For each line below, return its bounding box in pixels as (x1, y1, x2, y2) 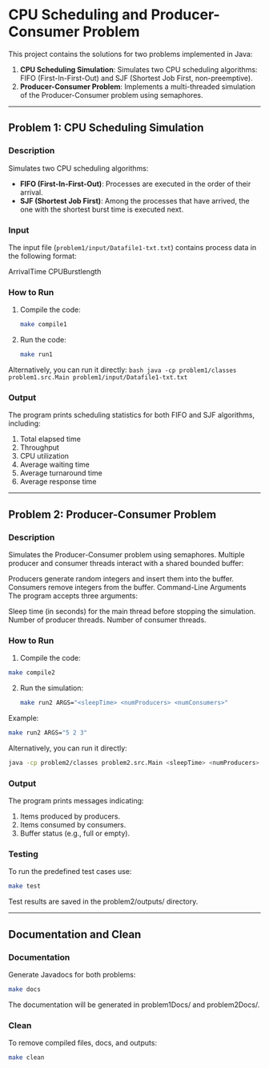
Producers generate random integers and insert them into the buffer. (8, 573, 235, 583)
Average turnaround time (19, 468, 102, 478)
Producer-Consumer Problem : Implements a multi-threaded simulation (19, 82, 256, 91)
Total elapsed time (19, 435, 82, 444)
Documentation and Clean (8, 928, 142, 941)
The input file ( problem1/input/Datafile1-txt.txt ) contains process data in (8, 242, 257, 252)
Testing (8, 848, 38, 860)
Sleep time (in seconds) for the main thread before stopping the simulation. (8, 606, 256, 616)
